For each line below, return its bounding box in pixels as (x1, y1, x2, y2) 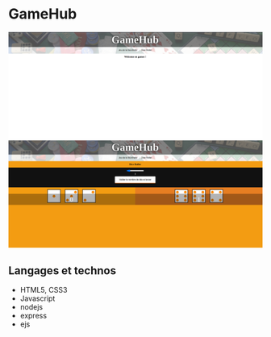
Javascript (19, 293, 56, 303)
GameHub (8, 5, 77, 23)
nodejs (19, 302, 43, 311)
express (19, 310, 47, 320)
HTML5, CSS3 (19, 285, 68, 294)
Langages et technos (8, 264, 117, 277)
